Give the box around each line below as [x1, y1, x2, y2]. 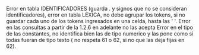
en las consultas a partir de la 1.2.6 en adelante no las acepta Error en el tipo [6, 24, 193, 31]
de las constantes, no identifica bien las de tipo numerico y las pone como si [6, 30, 194, 37]
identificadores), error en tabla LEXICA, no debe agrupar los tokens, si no [6, 11, 186, 18]
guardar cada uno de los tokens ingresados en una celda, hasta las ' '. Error [6, 18, 191, 24]
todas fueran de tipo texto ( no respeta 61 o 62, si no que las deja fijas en [6, 37, 185, 43]
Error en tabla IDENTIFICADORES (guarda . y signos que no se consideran [6, 5, 187, 12]
